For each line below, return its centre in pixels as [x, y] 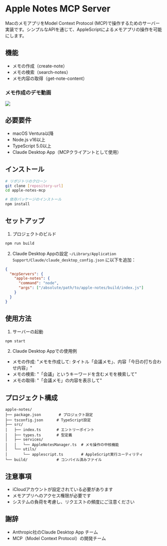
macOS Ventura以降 [33, 133]
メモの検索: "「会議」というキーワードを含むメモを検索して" [75, 374]
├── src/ [14, 425]
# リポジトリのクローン [26, 181]
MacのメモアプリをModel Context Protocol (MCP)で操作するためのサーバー [83, 23]
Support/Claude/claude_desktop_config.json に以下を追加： [74, 260]
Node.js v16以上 [29, 139]
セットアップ [25, 221]
